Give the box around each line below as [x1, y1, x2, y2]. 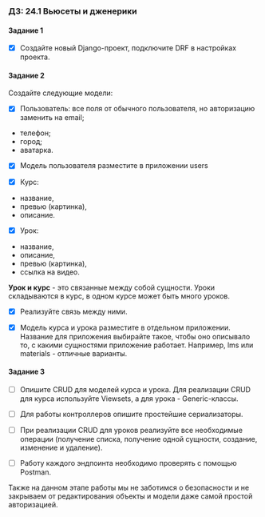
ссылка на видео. [19, 267, 80, 277]
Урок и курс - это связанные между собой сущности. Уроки [8, 283, 216, 292]
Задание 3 [8, 367, 45, 377]
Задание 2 [8, 70, 45, 80]
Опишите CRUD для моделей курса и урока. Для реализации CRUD [19, 384, 251, 394]
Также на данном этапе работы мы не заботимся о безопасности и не [8, 483, 250, 493]
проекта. [19, 52, 50, 62]
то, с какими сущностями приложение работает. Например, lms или [19, 340, 254, 350]
